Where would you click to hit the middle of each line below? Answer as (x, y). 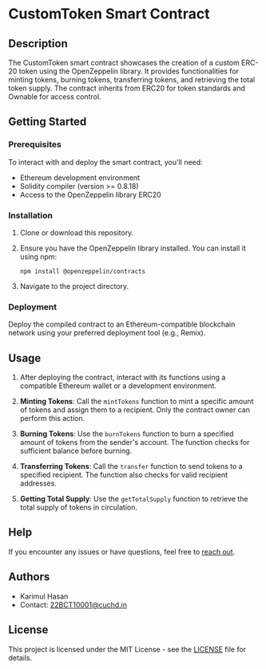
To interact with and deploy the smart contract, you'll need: (105, 162)
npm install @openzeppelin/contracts (83, 271)
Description (38, 44)
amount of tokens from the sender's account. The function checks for (135, 443)
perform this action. (52, 419)
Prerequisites (35, 145)
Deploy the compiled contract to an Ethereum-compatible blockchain (122, 324)
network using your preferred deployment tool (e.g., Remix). (107, 333)
